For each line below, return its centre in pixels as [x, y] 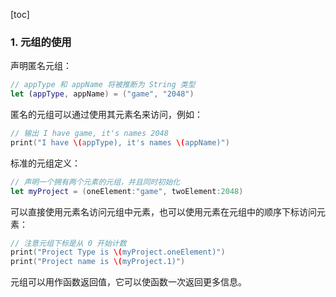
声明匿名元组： [41, 66]
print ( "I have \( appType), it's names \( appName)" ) [120, 142]
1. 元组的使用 [41, 42]
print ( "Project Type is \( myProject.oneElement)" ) [118, 252]
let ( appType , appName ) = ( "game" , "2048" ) [102, 94]
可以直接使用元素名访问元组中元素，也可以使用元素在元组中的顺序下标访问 [163, 211]
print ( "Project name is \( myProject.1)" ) [98, 262]
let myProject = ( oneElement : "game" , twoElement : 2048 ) [127, 191]
